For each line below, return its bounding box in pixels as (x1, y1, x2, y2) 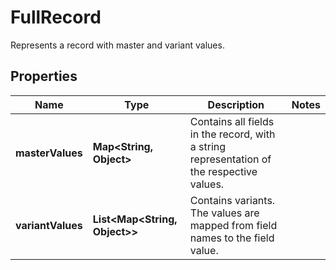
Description (207, 97, 265, 111)
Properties (10, 68, 78, 85)
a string (189, 139, 227, 153)
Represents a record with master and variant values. (10, 39, 225, 51)
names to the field (189, 231, 275, 245)
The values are (189, 206, 260, 220)
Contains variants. (189, 193, 276, 207)
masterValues (15, 146, 83, 160)
